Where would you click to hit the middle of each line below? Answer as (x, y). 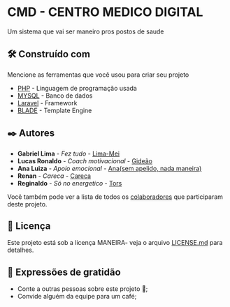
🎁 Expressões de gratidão (64, 272)
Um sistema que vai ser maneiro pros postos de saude (86, 31)
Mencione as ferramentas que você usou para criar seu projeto (98, 75)
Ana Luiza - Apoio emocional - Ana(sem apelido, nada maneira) (109, 168)
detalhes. (21, 250)
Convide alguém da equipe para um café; (77, 297)
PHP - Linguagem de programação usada (77, 88)
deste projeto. (27, 204)
